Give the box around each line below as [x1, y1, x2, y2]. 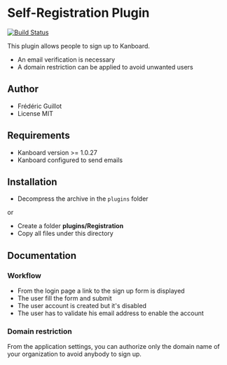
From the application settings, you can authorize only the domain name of [7, 343, 221, 351]
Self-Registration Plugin [7, 5, 150, 21]
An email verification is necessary [17, 55, 116, 64]
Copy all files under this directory [17, 230, 113, 238]
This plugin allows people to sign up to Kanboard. [7, 41, 151, 50]
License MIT [17, 109, 54, 117]
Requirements [7, 130, 70, 142]
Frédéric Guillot [17, 102, 62, 110]
